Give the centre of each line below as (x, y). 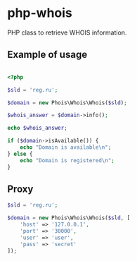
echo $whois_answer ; (38, 128)
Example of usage (47, 55)
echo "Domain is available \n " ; (66, 147)
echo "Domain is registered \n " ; (67, 160)
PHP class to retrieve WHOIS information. (67, 32)
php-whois (40, 13)
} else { (20, 154)
